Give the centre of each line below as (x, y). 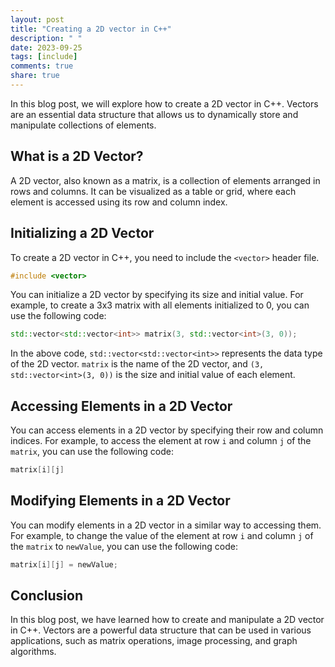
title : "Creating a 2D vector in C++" (91, 29)
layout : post (37, 19)
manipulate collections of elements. (83, 125)
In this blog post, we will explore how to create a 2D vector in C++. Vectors (164, 103)
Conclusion (47, 596)
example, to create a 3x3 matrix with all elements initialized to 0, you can (160, 305)
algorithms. (33, 652)
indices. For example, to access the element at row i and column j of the (161, 441)
